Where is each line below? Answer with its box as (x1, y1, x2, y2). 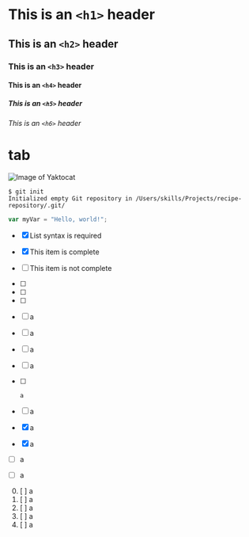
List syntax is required (29, 230, 102, 240)
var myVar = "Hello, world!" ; (8, 215, 108, 223)
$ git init (8, 188, 44, 196)
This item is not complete (29, 263, 112, 272)
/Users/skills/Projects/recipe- (135, 195, 243, 203)
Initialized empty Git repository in (8, 195, 133, 203)
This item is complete (29, 247, 100, 257)
